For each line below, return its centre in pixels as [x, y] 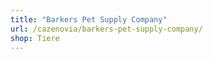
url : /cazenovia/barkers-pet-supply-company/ [106, 29]
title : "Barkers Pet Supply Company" [89, 19]
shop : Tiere [35, 38]
